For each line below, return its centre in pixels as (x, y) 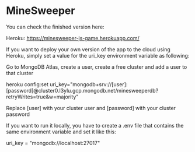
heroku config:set (27, 84)
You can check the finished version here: (55, 27)
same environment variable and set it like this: (61, 132)
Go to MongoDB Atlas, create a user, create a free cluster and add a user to (97, 67)
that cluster (20, 73)
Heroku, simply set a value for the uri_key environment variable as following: (98, 55)
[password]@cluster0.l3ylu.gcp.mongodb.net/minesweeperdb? (82, 90)
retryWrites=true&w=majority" (42, 97)
